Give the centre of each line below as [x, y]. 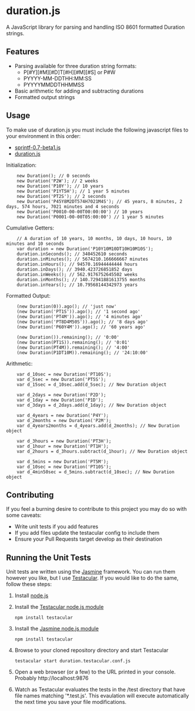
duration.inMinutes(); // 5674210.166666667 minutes [83, 259]
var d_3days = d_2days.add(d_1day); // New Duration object [92, 405]
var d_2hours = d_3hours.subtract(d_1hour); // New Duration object [102, 451]
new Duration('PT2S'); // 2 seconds [62, 196]
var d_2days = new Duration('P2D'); [62, 395]
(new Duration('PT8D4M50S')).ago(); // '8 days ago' [83, 322]
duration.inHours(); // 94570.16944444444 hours [77, 264]
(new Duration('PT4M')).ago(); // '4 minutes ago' [80, 316]
